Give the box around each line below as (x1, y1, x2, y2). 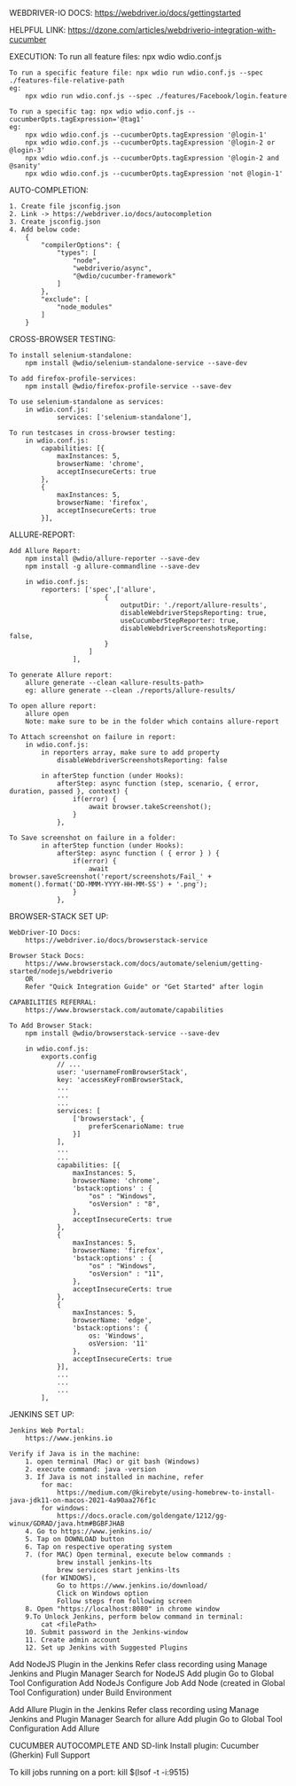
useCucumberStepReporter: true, (120, 616, 240, 625)
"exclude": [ (41, 295, 90, 304)
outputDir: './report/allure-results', (120, 601, 268, 610)
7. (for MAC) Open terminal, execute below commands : (25, 1550, 232, 1559)
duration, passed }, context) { (9, 787, 129, 796)
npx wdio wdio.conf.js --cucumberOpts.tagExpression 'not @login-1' (25, 169, 284, 178)
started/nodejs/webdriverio (9, 967, 113, 976)
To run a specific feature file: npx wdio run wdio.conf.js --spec (9, 68, 264, 77)
